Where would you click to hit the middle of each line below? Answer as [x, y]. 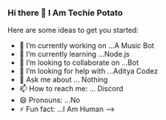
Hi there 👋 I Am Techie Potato [65, 13]
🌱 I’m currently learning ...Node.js [74, 54]
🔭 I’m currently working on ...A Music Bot [87, 46]
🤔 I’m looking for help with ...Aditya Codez [88, 71]
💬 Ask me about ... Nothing [63, 80]
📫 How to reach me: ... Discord [71, 89]
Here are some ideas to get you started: [73, 30]
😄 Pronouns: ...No [50, 100]
